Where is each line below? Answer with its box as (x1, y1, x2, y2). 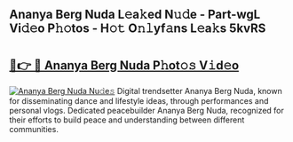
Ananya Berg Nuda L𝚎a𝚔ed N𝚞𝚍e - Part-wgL (9, 7, 261, 22)
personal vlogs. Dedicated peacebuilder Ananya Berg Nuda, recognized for (9, 106, 284, 115)
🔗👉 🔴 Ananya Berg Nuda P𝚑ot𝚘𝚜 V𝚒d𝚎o (9, 58, 240, 73)
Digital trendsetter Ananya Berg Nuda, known (116, 86, 282, 96)
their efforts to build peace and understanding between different (9, 114, 245, 125)
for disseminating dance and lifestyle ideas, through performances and (9, 96, 269, 106)
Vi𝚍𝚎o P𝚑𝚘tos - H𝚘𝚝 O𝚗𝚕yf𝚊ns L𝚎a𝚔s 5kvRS (9, 21, 266, 36)
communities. (9, 124, 59, 134)
